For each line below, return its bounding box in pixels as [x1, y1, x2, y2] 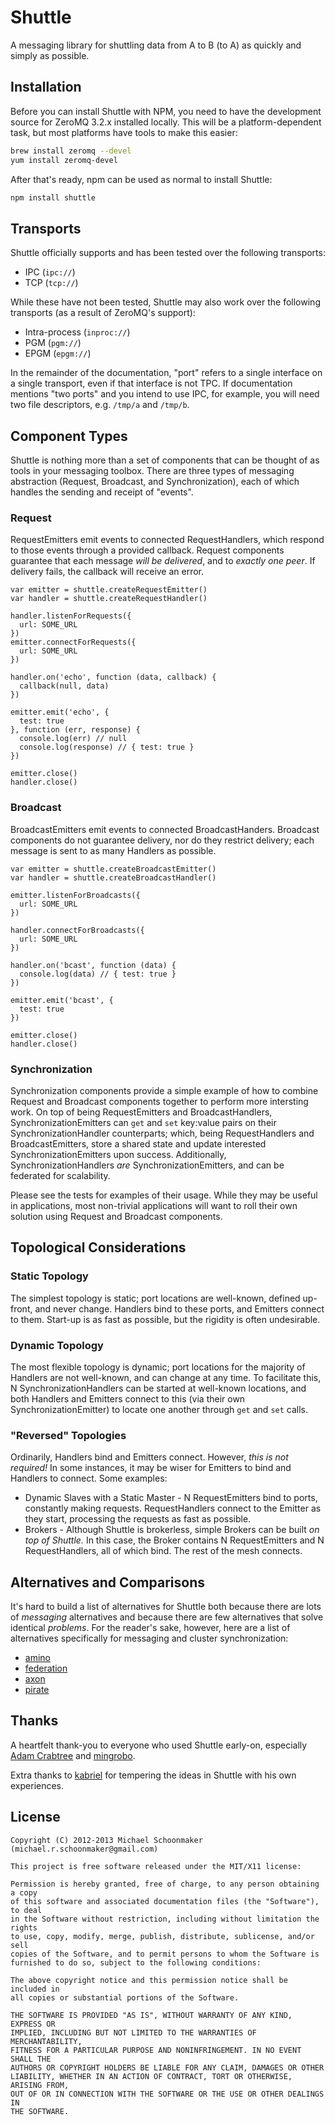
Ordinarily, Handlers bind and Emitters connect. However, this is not [10, 1451, 289, 1463]
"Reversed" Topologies [10, 1428, 127, 1442]
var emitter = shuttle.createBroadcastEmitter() [10, 864, 217, 874]
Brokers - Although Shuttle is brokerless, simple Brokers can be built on [24, 1524, 320, 1536]
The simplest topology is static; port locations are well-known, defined [10, 1292, 301, 1304]
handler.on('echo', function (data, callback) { [10, 672, 217, 683]
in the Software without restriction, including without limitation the [10, 1914, 320, 1924]
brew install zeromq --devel [10, 146, 132, 156]
